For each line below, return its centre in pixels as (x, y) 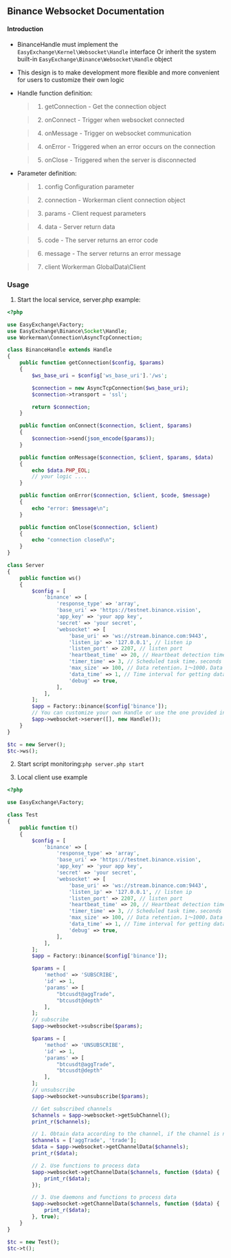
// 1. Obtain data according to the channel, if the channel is (126, 1134)
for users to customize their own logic (71, 79)
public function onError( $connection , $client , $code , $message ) (115, 496)
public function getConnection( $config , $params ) (92, 363)
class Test (23, 815)
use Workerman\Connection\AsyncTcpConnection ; (75, 337)
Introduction (25, 29)
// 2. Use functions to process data (86, 1166)
